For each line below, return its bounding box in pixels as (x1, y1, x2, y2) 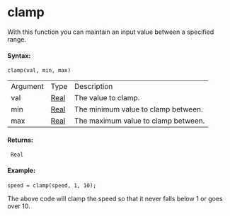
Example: (7, 166, 36, 174)
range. (7, 35, 27, 43)
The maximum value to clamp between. (74, 116, 205, 126)
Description (74, 82, 113, 92)
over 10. (7, 202, 30, 210)
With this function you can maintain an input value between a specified (7, 28, 214, 36)
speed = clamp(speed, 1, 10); (7, 181, 97, 189)
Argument (11, 82, 45, 92)
